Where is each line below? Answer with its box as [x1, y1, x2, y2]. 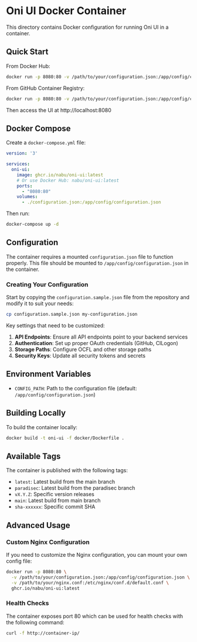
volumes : [16, 194, 38, 200]
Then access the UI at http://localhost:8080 [6, 106, 111, 113]
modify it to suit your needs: [6, 300, 74, 307]
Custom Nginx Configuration [6, 538, 90, 546]
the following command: [6, 618, 64, 626]
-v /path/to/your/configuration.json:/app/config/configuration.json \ [11, 574, 191, 580]
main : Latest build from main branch [14, 497, 101, 504]
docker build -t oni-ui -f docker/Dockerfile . [6, 435, 125, 441]
